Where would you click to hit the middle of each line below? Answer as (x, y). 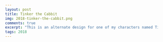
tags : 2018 (16, 32)
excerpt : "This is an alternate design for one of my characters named (79, 28)
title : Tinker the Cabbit (31, 14)
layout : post (18, 9)
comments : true (20, 23)
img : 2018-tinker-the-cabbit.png (39, 18)
